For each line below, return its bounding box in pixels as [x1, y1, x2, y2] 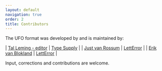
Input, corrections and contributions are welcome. [5, 60, 110, 66]
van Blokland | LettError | [5, 50, 57, 56]
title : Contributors [5, 21, 49, 27]
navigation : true [5, 12, 42, 17]
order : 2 [5, 17, 24, 22]
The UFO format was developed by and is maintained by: [5, 35, 124, 41]
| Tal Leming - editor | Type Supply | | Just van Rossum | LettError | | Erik [5, 45, 157, 51]
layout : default [5, 7, 39, 13]
